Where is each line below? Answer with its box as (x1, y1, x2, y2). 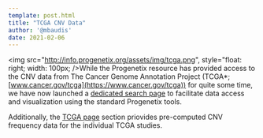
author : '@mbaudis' (8, 26, 72, 34)
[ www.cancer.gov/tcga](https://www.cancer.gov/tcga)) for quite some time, (8, 80, 254, 90)
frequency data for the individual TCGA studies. (8, 121, 163, 130)
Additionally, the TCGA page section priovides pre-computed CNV (8, 112, 223, 122)
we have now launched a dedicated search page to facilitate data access (8, 88, 245, 99)
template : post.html (8, 11, 76, 20)
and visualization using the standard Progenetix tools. (8, 97, 183, 106)
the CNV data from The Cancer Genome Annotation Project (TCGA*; (8, 72, 231, 81)
